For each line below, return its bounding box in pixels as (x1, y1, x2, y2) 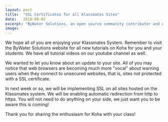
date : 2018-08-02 (5, 16, 46, 21)
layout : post (5, 7, 32, 12)
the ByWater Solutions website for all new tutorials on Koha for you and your (5, 45, 162, 51)
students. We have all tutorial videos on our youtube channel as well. (5, 50, 146, 56)
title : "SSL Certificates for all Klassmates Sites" (5, 12, 120, 17)
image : (5, 26, 19, 31)
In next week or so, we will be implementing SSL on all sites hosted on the (5, 85, 157, 91)
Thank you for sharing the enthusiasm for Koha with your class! (5, 111, 136, 117)
